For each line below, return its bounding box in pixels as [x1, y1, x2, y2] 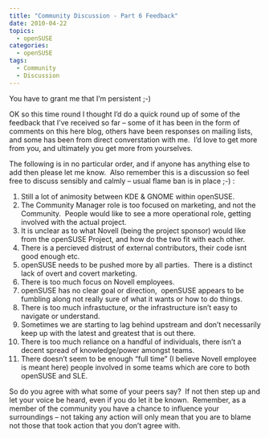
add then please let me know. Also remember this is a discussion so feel [9, 167, 250, 177]
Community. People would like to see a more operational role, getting [20, 208, 251, 218]
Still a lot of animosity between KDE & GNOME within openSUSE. [20, 191, 235, 201]
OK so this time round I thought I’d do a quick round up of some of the [9, 109, 240, 119]
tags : [9, 57, 27, 65]
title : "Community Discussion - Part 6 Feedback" [9, 11, 179, 20]
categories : [9, 42, 49, 50]
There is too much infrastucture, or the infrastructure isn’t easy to [20, 302, 238, 312]
